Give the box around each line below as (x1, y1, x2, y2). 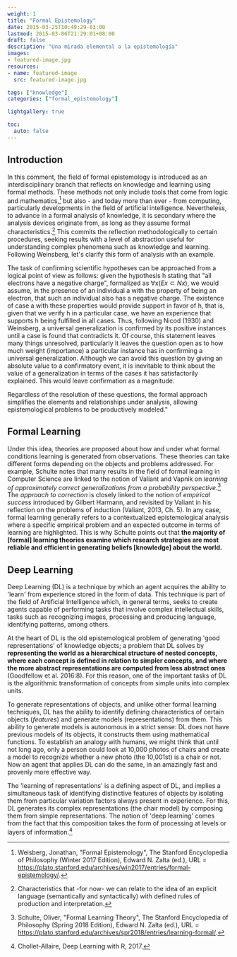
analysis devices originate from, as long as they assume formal (7, 219, 190, 227)
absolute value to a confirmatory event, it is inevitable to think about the (7, 361, 216, 370)
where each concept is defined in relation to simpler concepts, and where (7, 656, 228, 665)
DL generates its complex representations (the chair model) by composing (7, 804, 224, 813)
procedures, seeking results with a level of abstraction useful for (7, 235, 195, 243)
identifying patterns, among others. (7, 620, 110, 629)
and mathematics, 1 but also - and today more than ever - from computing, (7, 195, 222, 205)
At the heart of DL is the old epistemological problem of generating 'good (7, 634, 220, 642)
